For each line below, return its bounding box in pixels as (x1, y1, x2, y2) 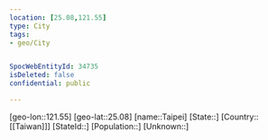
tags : (9, 30, 30, 39)
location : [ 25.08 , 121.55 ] (9, 13, 106, 22)
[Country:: (220, 111, 259, 122)
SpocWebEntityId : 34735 (9, 62, 99, 72)
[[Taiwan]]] (9, 120, 51, 131)
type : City (9, 22, 51, 31)
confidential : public (9, 79, 91, 88)
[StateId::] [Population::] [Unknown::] (52, 120, 189, 131)
